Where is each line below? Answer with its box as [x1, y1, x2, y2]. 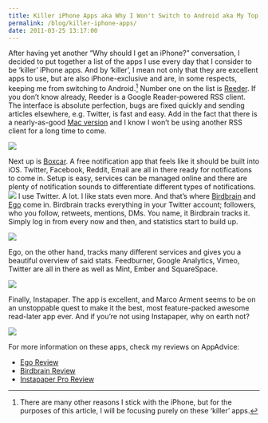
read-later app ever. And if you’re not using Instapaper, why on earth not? [8, 312, 250, 322]
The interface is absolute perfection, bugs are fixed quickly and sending [8, 101, 245, 110]
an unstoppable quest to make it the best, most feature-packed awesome [8, 303, 250, 313]
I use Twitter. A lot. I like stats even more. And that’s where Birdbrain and [18, 192, 257, 201]
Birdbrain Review [19, 366, 76, 376]
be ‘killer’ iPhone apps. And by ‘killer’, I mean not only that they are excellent [8, 65, 258, 75]
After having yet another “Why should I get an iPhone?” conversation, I [8, 49, 241, 58]
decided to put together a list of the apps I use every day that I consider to [8, 57, 253, 66]
